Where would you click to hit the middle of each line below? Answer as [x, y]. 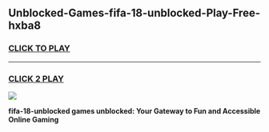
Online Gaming [34, 119]
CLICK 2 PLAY [36, 78]
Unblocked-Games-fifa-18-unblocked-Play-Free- [134, 13]
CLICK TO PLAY [39, 49]
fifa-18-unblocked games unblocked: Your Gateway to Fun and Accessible [134, 110]
